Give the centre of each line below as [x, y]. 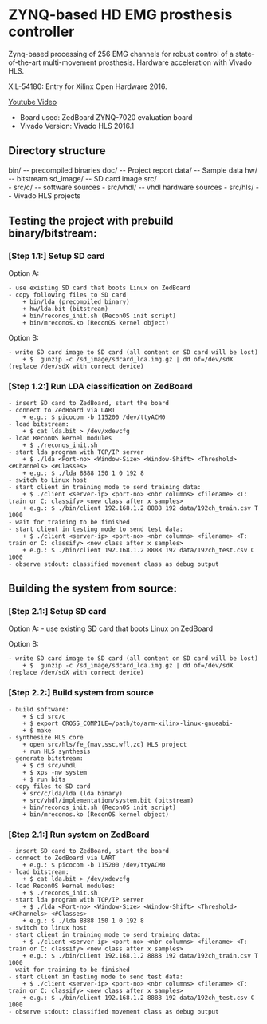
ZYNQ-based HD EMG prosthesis [120, 15]
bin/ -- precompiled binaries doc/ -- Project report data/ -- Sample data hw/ [133, 170]
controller [41, 32]
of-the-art [25, 62]
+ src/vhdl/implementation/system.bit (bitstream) [108, 800]
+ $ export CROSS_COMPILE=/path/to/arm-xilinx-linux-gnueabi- [128, 723]
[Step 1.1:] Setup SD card [57, 256]
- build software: [39, 709]
